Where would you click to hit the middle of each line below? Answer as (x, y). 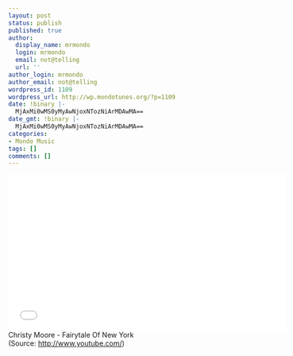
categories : (28, 133)
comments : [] (30, 156)
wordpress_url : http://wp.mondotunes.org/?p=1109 (92, 97)
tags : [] (23, 149)
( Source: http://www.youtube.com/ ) (67, 343)
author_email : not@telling (53, 82)
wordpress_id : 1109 (40, 89)
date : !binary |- (37, 104)
